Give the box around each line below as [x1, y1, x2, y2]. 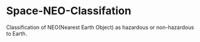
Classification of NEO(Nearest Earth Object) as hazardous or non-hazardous [6, 24, 194, 31]
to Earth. [6, 30, 27, 37]
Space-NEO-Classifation [6, 4, 131, 18]
